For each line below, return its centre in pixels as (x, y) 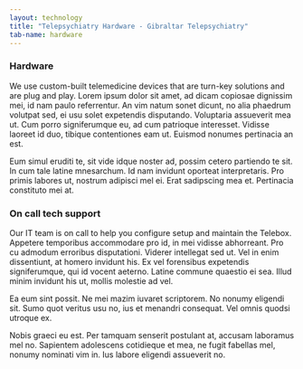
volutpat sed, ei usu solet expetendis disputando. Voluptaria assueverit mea (150, 115)
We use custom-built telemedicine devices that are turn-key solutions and (147, 86)
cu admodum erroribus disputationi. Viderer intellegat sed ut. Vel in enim (144, 252)
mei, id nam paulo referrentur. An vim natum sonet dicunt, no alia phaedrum (150, 105)
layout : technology (46, 18)
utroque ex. (31, 317)
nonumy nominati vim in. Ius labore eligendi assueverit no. (118, 355)
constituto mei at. (42, 190)
